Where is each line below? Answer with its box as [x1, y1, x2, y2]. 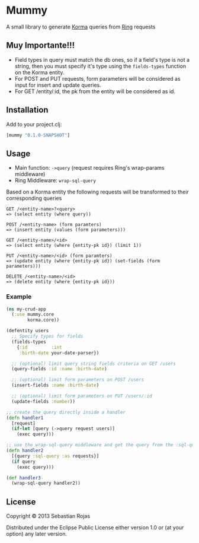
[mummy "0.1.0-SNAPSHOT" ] [6, 132, 70, 138]
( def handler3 [6, 475, 41, 481]
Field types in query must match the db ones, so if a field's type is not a [14, 56, 190, 63]
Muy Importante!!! [6, 40, 75, 50]
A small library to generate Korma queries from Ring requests [6, 23, 156, 30]
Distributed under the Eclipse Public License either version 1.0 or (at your [6, 524, 184, 531]
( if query [11, 458, 36, 465]
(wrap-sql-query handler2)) [11, 480, 81, 487]
